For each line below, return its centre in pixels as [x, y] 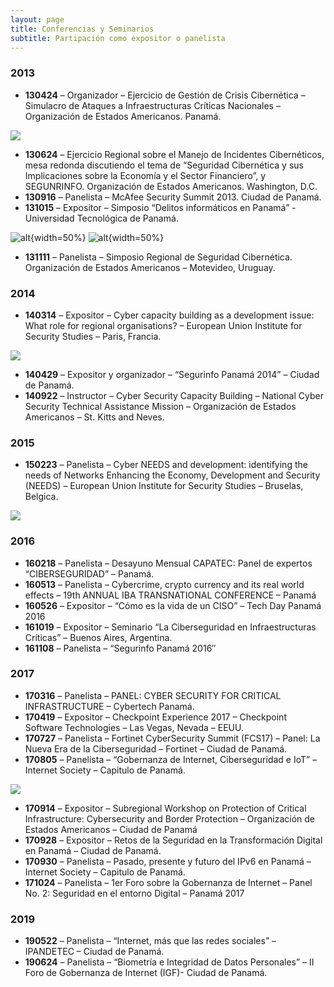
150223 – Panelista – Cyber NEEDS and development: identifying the [166, 465]
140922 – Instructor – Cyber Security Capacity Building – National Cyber [174, 395]
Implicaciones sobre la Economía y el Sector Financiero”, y [145, 175]
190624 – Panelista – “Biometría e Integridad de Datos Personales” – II [169, 962]
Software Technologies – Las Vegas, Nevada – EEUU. [134, 727]
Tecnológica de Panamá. [127, 218]
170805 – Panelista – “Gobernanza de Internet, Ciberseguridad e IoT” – [171, 759]
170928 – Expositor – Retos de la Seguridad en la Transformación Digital [173, 840]
